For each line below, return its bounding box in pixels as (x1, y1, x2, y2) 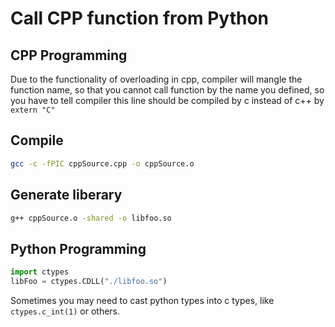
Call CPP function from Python (10, 7, 270, 30)
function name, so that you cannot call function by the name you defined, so (10, 84, 325, 96)
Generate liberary (10, 187, 123, 204)
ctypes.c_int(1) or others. (10, 305, 121, 317)
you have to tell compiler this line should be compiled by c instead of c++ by (10, 95, 325, 106)
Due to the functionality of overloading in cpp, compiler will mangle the (10, 73, 303, 85)
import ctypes (10, 267, 70, 277)
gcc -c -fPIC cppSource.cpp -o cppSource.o (10, 158, 195, 169)
